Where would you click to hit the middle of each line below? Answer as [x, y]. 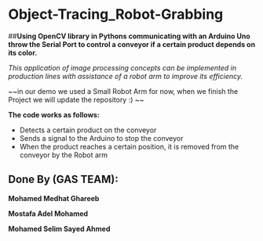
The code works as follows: [54, 114]
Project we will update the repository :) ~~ [76, 99]
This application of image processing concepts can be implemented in [122, 67]
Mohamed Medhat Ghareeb [54, 198]
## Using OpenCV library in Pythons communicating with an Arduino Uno [130, 36]
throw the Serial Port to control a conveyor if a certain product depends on [132, 44]
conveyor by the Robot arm [64, 155]
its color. [23, 52]
